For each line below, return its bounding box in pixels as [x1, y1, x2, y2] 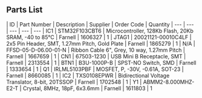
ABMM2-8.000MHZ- [143, 78, 195, 85]
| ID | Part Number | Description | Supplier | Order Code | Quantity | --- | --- [6, 20, 194, 28]
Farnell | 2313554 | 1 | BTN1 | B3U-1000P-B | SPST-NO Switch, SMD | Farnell [6, 59, 197, 66]
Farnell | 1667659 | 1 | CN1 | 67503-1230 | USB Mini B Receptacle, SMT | [6, 52, 186, 60]
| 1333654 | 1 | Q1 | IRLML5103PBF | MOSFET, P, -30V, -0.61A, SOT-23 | [6, 66, 184, 73]
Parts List [6, 5, 43, 15]
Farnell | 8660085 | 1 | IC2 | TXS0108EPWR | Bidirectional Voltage [6, 72, 170, 79]
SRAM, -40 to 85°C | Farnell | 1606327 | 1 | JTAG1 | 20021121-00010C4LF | [6, 33, 192, 41]
